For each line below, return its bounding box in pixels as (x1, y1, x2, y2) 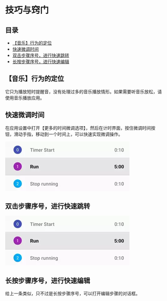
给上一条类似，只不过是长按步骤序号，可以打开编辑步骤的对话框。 (5, 291, 140, 297)
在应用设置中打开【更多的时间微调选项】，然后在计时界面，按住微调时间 (5, 125, 151, 131)
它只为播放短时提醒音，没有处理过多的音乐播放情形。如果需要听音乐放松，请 (5, 88, 162, 94)
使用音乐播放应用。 (5, 95, 45, 101)
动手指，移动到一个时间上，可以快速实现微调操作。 (18, 131, 123, 137)
